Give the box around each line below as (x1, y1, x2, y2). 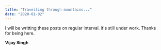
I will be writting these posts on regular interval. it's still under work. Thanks (5, 25, 156, 31)
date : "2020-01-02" (5, 12, 45, 17)
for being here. (5, 30, 35, 36)
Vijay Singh (5, 39, 29, 45)
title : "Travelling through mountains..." (5, 7, 92, 12)
